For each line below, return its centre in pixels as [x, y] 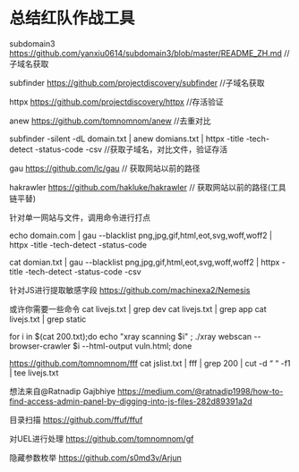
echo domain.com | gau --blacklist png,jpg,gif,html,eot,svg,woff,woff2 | [141, 235]
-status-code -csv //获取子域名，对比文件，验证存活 [131, 149]
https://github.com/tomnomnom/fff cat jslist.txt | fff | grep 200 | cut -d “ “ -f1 [150, 363]
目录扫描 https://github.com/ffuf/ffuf [76, 419]
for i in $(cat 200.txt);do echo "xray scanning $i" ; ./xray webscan [131, 336]
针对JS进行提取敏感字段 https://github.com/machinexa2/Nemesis [130, 290]
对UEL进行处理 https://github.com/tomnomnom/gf [102, 438]
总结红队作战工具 [73, 18]
